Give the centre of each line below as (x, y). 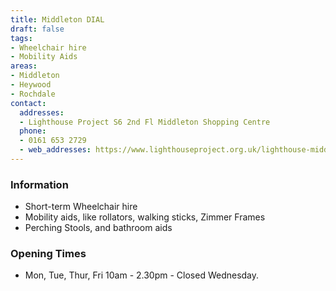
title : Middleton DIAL (57, 19)
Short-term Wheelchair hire (81, 207)
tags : (21, 38)
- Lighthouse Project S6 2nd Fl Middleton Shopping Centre (145, 122)
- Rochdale (33, 94)
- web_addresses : (55, 150)
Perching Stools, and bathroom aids (98, 228)
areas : (24, 66)
